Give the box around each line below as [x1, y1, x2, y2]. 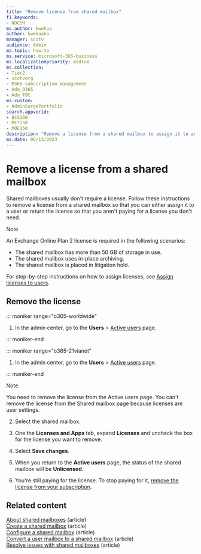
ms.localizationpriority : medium [6, 59, 90, 65]
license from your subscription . [14, 483, 92, 490]
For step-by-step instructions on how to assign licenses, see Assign [6, 273, 173, 280]
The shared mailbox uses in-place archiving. [14, 255, 124, 262]
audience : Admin [6, 42, 47, 48]
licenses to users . [6, 279, 50, 286]
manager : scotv [6, 36, 44, 42]
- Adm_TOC [6, 92, 31, 98]
